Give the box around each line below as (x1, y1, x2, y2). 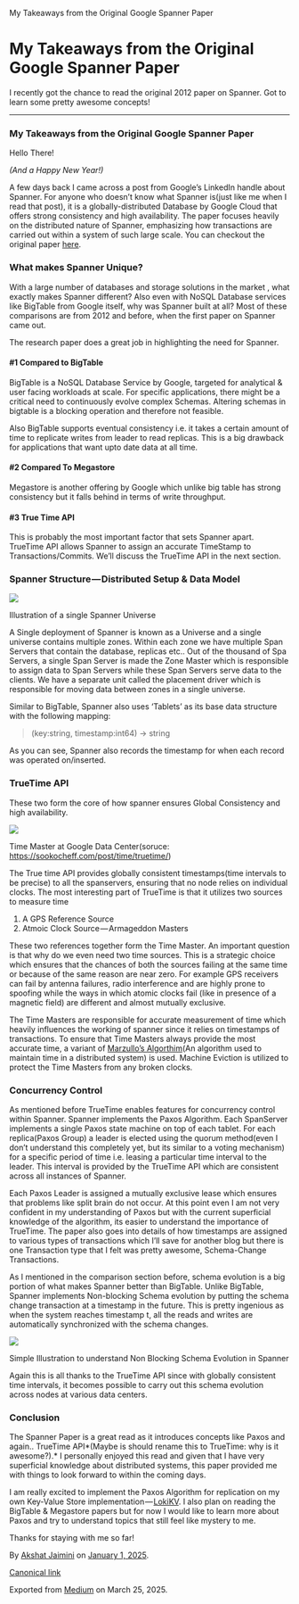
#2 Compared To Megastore (9, 462, 116, 473)
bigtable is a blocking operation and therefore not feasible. (9, 405, 224, 416)
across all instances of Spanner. (9, 1170, 127, 1181)
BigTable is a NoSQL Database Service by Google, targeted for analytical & (9, 376, 283, 387)
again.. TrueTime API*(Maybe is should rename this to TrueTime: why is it (9, 1441, 279, 1452)
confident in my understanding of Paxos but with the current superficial (9, 1207, 271, 1218)
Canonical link (9, 1567, 61, 1578)
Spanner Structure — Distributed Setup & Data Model (9, 573, 240, 585)
